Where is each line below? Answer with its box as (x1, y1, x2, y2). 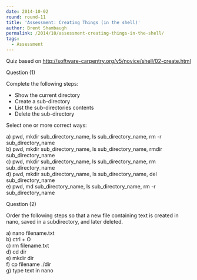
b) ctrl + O (6, 235, 31, 242)
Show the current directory (14, 92, 81, 99)
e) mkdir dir (6, 254, 34, 261)
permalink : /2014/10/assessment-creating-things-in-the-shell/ (6, 31, 165, 36)
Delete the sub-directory (14, 110, 75, 117)
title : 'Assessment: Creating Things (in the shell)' (6, 19, 141, 25)
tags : (6, 36, 19, 42)
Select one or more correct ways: (6, 122, 87, 129)
